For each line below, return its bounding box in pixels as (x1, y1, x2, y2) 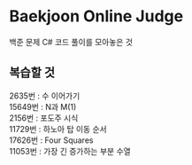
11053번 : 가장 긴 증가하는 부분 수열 (9, 145, 131, 156)
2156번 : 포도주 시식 (9, 113, 79, 123)
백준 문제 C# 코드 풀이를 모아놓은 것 (9, 36, 134, 47)
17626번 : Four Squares (9, 135, 94, 145)
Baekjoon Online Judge (9, 6, 184, 27)
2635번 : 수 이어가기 (9, 90, 81, 101)
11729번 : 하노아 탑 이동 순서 (9, 123, 108, 134)
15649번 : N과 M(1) (9, 101, 77, 112)
